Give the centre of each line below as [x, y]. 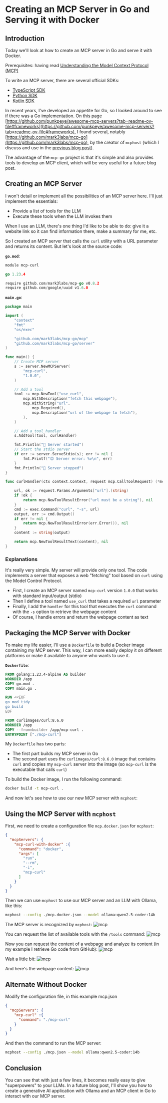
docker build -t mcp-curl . [34, 788]
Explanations [21, 559]
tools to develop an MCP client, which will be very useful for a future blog [81, 163]
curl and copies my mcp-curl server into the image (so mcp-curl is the [84, 764]
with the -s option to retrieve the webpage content [64, 612]
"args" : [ [28, 854]
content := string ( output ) [42, 533]
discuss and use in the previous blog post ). [49, 148]
